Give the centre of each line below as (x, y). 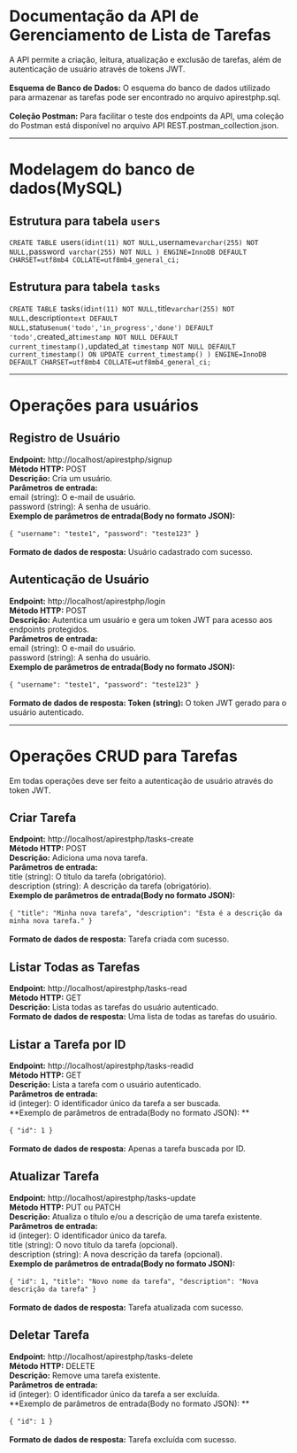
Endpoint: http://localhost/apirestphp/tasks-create (102, 839)
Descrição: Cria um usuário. (61, 478)
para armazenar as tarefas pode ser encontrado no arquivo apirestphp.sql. (145, 97)
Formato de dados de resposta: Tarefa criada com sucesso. (119, 939)
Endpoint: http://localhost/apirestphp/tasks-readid (102, 1065)
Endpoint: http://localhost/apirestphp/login (88, 601)
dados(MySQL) (66, 188)
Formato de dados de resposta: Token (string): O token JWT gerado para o (148, 703)
